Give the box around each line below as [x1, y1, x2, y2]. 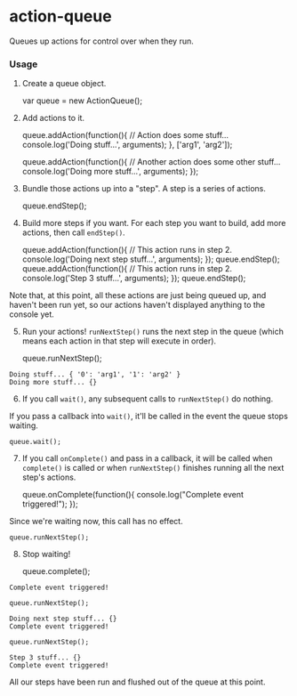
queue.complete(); [21, 566, 91, 577]
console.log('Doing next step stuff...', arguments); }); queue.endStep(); [21, 254, 280, 264]
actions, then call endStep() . [21, 227, 126, 238]
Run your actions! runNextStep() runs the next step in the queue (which [21, 327, 285, 337]
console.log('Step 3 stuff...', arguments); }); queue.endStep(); [21, 273, 246, 284]
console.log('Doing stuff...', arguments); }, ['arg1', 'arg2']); [21, 140, 233, 150]
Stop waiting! [21, 549, 71, 560]
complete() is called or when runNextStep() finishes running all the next [21, 463, 285, 473]
